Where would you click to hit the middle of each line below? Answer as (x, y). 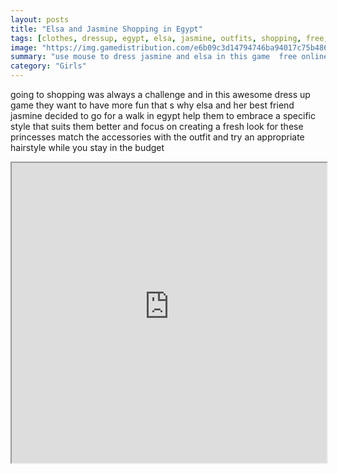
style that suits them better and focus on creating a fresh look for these (157, 126)
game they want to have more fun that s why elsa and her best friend (152, 105)
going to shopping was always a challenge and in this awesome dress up (160, 94)
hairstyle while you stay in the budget (87, 147)
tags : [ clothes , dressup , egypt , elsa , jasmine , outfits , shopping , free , (169, 38)
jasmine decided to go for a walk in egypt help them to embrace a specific (163, 115)
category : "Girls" (48, 66)
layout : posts (40, 19)
